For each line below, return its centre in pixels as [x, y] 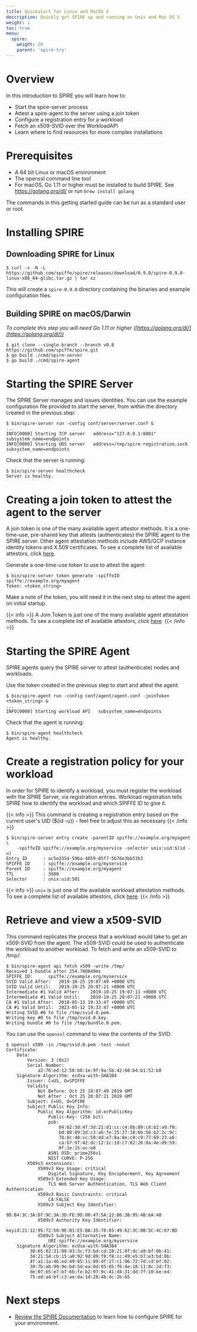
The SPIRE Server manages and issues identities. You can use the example [97, 400]
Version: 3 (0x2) [48, 1060]
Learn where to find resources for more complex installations [89, 132]
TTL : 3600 [33, 874]
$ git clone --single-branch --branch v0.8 [60, 345]
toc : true [18, 28]
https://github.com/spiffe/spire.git [52, 350]
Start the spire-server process [51, 107]
